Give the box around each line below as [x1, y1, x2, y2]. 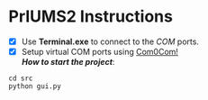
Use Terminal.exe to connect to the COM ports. [21, 36, 200, 47]
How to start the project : [21, 57, 115, 68]
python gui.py [8, 82, 62, 91]
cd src [8, 74, 33, 83]
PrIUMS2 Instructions [8, 6, 173, 27]
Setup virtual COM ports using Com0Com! [21, 47, 179, 57]
